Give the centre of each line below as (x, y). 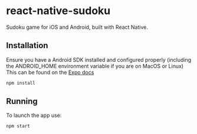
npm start (18, 126)
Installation (27, 46)
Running (22, 101)
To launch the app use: (34, 115)
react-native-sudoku (58, 11)
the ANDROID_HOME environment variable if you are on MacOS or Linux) (95, 66)
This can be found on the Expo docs (50, 72)
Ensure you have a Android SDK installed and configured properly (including (99, 59)
